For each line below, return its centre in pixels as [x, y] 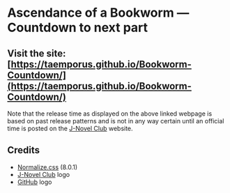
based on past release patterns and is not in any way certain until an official [116, 121]
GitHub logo [34, 182]
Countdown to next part [78, 28]
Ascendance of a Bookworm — [98, 13]
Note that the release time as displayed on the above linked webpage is [110, 114]
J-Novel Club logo [44, 174]
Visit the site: [37, 53]
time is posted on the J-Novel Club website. [70, 128]
